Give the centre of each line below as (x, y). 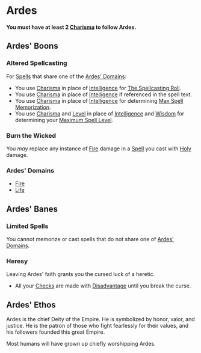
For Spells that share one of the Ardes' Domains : (66, 76)
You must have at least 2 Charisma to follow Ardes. (71, 27)
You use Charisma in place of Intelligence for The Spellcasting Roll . (98, 88)
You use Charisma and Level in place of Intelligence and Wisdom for (100, 113)
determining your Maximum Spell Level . (64, 120)
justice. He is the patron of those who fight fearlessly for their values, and (97, 326)
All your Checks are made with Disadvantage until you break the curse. (103, 286)
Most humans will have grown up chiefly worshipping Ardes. (81, 344)
